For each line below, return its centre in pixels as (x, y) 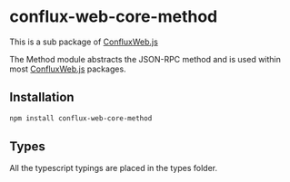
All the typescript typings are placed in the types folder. (114, 168)
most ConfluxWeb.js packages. (68, 69)
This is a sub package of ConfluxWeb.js (84, 42)
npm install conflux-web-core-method (81, 118)
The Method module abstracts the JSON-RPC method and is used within (145, 59)
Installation (42, 97)
